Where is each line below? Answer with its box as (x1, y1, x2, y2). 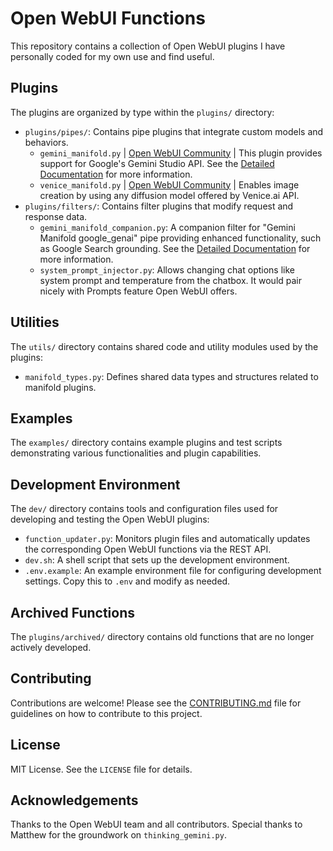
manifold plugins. (24, 381, 97, 393)
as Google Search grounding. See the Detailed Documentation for (39, 242, 311, 254)
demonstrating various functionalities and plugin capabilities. (10, 447, 262, 459)
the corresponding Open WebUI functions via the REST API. (24, 543, 272, 556)
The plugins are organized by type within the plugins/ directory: (10, 106, 275, 118)
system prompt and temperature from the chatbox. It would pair (39, 274, 303, 286)
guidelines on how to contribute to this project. (10, 707, 203, 719)
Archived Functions (10, 604, 135, 621)
